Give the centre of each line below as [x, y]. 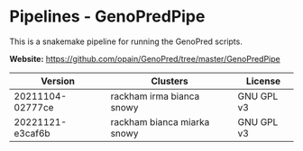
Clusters [170, 81]
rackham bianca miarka [160, 121]
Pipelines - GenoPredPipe [107, 17]
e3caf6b [32, 133]
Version [57, 81]
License [264, 81]
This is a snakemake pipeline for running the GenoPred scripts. [126, 41]
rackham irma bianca [155, 96]
